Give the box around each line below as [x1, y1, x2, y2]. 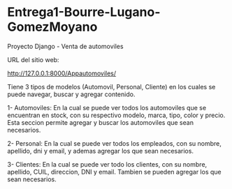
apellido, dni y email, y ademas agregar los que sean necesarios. [7, 146, 194, 155]
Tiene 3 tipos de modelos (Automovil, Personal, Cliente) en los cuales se [7, 82, 216, 91]
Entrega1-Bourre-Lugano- [7, 4, 161, 20]
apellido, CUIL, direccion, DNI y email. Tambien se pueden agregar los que [7, 167, 222, 176]
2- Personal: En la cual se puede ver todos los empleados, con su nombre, [7, 139, 222, 147]
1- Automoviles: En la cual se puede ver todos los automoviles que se [7, 103, 207, 112]
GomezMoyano [7, 19, 98, 35]
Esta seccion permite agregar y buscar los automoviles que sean [7, 118, 194, 126]
